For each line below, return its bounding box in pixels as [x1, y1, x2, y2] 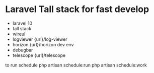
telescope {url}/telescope [12, 52, 66, 58]
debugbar [12, 47, 33, 53]
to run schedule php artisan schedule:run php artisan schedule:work [5, 62, 147, 68]
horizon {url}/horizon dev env [12, 41, 74, 47]
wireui [12, 31, 26, 37]
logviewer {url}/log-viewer [12, 36, 67, 42]
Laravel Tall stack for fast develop [5, 4, 149, 15]
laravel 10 [12, 20, 33, 26]
